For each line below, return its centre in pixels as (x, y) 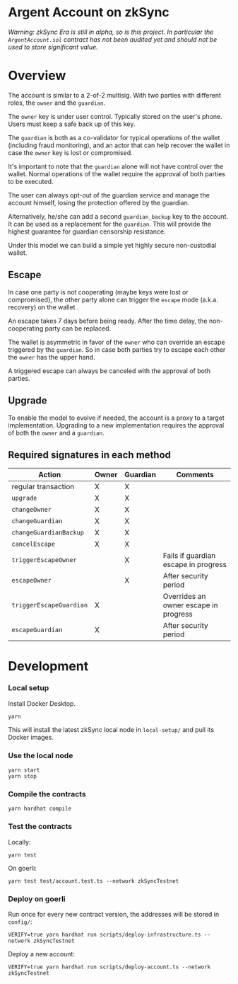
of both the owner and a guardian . (56, 433)
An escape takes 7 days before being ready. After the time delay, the (108, 321)
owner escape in (190, 605)
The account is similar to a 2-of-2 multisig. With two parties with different (115, 95)
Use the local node (41, 755)
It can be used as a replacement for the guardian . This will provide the (109, 224)
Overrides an (184, 597)
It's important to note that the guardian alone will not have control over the (116, 166)
